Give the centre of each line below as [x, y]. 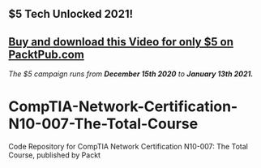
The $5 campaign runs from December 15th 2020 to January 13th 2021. [131, 74]
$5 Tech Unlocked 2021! [71, 14]
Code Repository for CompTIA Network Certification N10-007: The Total [128, 147]
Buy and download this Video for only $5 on [121, 42]
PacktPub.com [47, 54]
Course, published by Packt [55, 155]
